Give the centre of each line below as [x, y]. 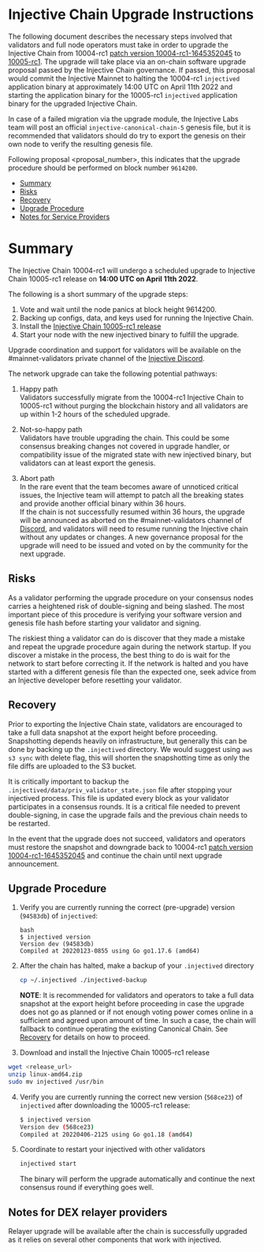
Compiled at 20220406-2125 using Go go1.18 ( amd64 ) [106, 1134]
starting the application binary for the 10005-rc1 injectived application [123, 95]
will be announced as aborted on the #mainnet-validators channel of [131, 520]
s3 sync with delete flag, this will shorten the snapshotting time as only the [129, 758]
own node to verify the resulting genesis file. [81, 144]
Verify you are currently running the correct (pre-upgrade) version [127, 908]
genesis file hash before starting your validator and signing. [105, 622]
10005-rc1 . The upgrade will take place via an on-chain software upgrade [127, 62]
